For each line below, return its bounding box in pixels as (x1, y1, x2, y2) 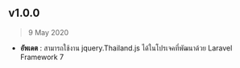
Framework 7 (19, 52, 64, 62)
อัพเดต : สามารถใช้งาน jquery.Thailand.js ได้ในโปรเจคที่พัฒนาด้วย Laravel (19, 43, 233, 53)
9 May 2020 (27, 27, 69, 37)
